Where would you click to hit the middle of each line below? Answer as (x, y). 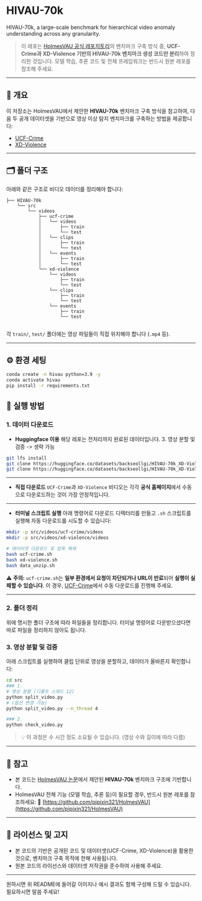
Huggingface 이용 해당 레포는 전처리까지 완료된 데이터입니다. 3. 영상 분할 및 (105, 439)
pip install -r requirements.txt (48, 386)
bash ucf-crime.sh (29, 554)
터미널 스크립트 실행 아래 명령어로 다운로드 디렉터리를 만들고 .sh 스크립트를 (103, 513)
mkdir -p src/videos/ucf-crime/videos (55, 532)
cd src (14, 680)
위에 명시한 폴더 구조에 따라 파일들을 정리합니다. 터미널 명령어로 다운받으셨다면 (99, 622)
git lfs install (26, 458)
